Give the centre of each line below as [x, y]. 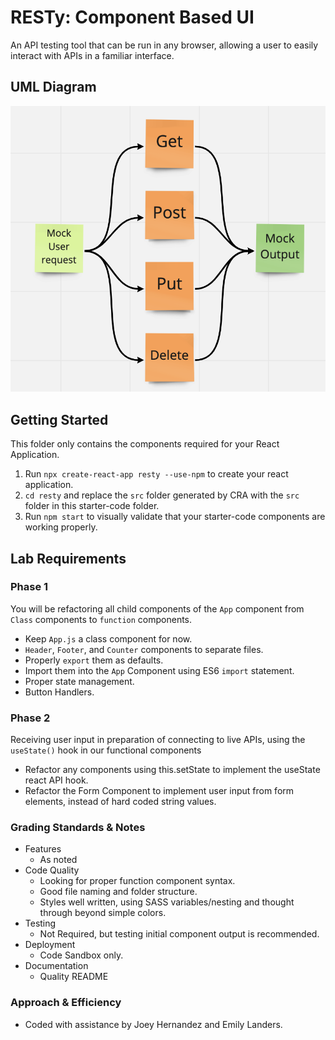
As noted [58, 860]
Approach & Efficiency [66, 1003]
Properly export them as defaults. [94, 660]
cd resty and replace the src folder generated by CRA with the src [162, 495]
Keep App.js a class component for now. [108, 638]
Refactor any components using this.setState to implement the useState [172, 770]
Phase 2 [30, 718]
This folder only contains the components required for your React [145, 444]
